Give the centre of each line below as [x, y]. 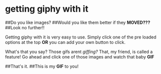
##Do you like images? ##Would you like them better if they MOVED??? [78, 22]
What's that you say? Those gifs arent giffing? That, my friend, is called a [79, 52]
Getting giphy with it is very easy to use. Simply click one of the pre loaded [81, 37]
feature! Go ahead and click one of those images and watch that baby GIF [80, 56]
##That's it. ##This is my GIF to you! [42, 66]
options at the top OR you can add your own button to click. [65, 42]
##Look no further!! [25, 27]
